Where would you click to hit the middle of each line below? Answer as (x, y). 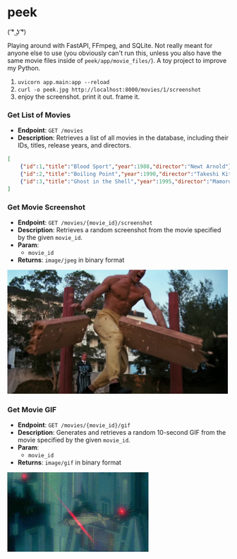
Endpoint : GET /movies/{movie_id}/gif (74, 425)
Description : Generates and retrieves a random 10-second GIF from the (122, 433)
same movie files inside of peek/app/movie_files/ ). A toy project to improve (117, 60)
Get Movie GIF (32, 410)
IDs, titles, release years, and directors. (74, 145)
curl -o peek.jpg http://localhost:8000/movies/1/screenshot (109, 90)
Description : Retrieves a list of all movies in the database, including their (123, 138)
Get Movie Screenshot (47, 207)
